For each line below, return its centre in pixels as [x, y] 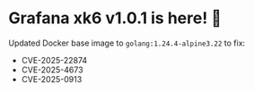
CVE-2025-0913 [52, 79]
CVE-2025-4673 [52, 70]
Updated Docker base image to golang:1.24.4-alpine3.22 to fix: [127, 43]
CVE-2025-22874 [54, 60]
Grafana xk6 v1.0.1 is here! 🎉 [115, 18]
